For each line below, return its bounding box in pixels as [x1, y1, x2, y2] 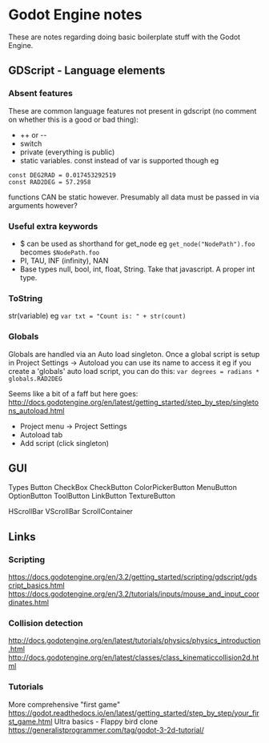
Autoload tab [19, 430, 62, 440]
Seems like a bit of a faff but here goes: [8, 388, 139, 398]
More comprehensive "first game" [8, 699, 121, 709]
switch [19, 139, 42, 148]
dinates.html [8, 598, 50, 608]
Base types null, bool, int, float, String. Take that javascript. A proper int [19, 264, 255, 274]
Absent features [8, 88, 74, 99]
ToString [8, 292, 43, 303]
